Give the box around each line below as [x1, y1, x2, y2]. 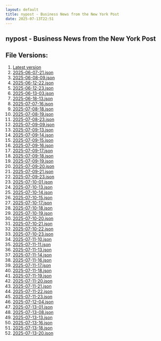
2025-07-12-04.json [12, 299, 54, 305]
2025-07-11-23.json [12, 293, 53, 299]
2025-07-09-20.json [12, 163, 55, 169]
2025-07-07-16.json [12, 101, 53, 106]
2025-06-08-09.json [12, 75, 55, 80]
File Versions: [5, 51, 48, 59]
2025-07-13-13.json [12, 315, 53, 320]
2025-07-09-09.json [12, 121, 55, 128]
